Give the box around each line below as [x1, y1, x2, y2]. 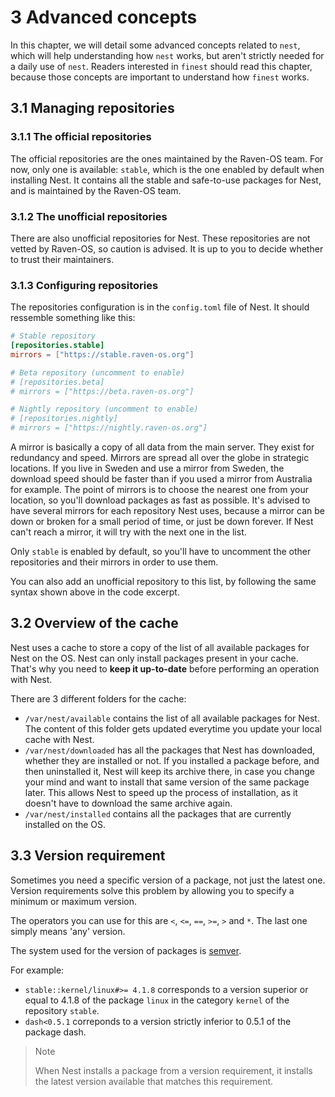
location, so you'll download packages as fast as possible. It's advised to [10, 494, 311, 506]
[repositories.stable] [10, 341, 105, 351]
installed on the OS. [24, 818, 107, 830]
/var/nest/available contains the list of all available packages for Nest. [24, 712, 320, 724]
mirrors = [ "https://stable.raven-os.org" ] [10, 349, 195, 360]
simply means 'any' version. [10, 925, 126, 937]
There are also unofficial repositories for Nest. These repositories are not [10, 232, 311, 244]
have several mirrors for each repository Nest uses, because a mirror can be [10, 505, 325, 517]
